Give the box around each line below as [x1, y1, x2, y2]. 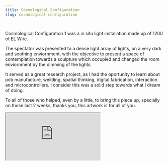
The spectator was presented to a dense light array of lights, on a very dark [5, 45, 162, 51]
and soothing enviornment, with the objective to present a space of [5, 51, 144, 57]
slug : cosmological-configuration [5, 12, 78, 17]
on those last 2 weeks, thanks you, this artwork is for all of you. [5, 102, 136, 108]
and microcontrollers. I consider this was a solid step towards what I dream [5, 81, 161, 88]
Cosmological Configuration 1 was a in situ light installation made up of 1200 [5, 30, 163, 36]
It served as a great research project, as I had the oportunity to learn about [5, 71, 160, 77]
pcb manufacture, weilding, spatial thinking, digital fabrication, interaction [5, 76, 157, 82]
